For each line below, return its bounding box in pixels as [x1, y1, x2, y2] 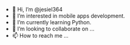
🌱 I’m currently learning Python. [12, 19, 92, 26]
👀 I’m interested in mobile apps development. [12, 12, 126, 19]
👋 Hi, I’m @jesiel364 [12, 6, 63, 13]
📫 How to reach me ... [12, 32, 69, 39]
